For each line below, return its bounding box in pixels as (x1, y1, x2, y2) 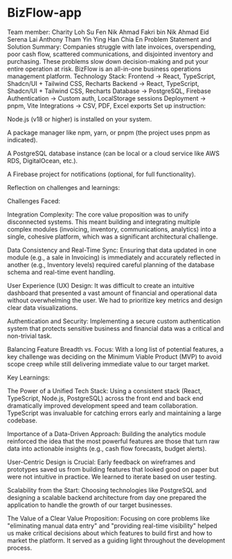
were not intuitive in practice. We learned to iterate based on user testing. (7, 472, 217, 481)
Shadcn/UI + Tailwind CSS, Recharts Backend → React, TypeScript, (7, 79, 199, 87)
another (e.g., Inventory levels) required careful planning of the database (7, 260, 215, 268)
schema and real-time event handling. (7, 268, 116, 276)
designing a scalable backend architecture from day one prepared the (7, 493, 206, 501)
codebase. (7, 416, 38, 424)
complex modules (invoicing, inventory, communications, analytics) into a (7, 225, 217, 233)
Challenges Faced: (7, 196, 61, 205)
